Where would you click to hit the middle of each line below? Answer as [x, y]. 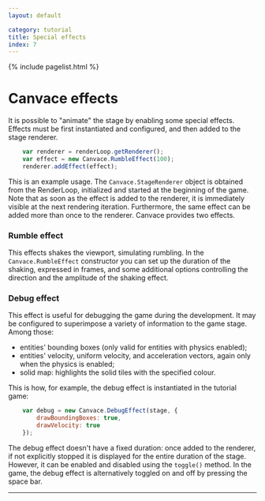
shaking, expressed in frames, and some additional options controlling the [128, 270]
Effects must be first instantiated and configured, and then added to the [125, 129]
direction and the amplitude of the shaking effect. [88, 278]
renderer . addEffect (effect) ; [70, 166]
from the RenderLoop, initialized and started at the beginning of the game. [129, 189]
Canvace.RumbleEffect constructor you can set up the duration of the [119, 261]
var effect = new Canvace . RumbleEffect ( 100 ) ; [99, 159]
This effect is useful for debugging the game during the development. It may [132, 316]
